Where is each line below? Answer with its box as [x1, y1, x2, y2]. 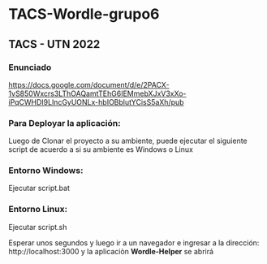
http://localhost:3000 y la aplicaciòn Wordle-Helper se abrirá [8, 246, 213, 256]
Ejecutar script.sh [8, 222, 67, 232]
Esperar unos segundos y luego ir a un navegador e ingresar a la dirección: [8, 237, 260, 248]
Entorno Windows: [8, 165, 84, 176]
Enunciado [8, 62, 52, 73]
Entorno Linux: [8, 204, 67, 215]
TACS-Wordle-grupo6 [8, 5, 160, 24]
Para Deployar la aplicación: [8, 117, 121, 128]
